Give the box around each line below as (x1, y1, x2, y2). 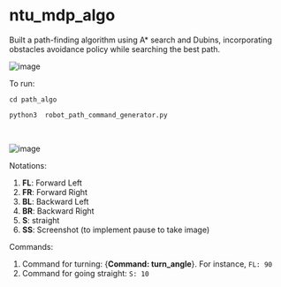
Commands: (9, 241, 54, 252)
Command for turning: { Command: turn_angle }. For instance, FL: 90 (21, 258, 272, 269)
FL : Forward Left (21, 177, 82, 188)
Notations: (9, 160, 47, 170)
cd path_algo (9, 94, 57, 104)
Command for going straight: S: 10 (21, 268, 149, 278)
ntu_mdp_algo (9, 5, 116, 26)
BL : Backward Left (21, 196, 89, 207)
